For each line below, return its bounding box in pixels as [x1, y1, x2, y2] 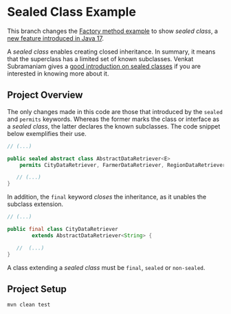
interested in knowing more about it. [7, 69, 109, 78]
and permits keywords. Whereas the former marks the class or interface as [7, 115, 220, 123]
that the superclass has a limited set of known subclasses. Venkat [7, 54, 194, 63]
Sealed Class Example [7, 4, 136, 20]
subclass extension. [7, 200, 64, 208]
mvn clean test [7, 302, 51, 309]
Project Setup [7, 283, 67, 295]
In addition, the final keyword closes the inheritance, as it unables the [7, 193, 207, 201]
